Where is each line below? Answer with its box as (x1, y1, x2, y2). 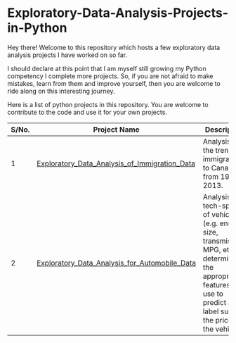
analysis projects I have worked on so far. (7, 51, 128, 59)
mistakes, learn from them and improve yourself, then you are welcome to (7, 79, 221, 87)
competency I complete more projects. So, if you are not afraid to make (7, 72, 214, 80)
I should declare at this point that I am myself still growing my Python (7, 64, 207, 73)
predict (202, 297, 227, 307)
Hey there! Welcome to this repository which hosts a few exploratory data (7, 43, 221, 51)
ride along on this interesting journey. (7, 87, 115, 95)
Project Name (93, 125, 140, 135)
